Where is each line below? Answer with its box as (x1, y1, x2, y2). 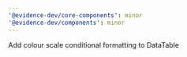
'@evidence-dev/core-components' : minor (8, 11, 144, 20)
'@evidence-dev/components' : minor (8, 19, 125, 27)
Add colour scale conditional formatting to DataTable (8, 40, 180, 49)
